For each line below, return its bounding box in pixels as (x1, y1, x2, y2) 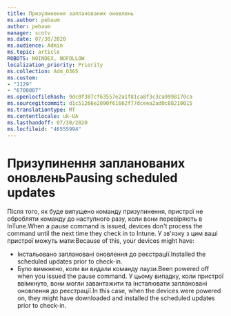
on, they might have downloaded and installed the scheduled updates (17, 294, 215, 302)
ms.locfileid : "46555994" (7, 126, 81, 132)
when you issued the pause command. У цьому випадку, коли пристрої (17, 272, 224, 280)
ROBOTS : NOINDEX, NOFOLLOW (7, 55, 85, 62)
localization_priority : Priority (7, 61, 103, 68)
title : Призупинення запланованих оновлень (7, 10, 134, 17)
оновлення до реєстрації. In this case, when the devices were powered (17, 287, 221, 295)
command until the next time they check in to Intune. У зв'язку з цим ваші (7, 229, 219, 238)
